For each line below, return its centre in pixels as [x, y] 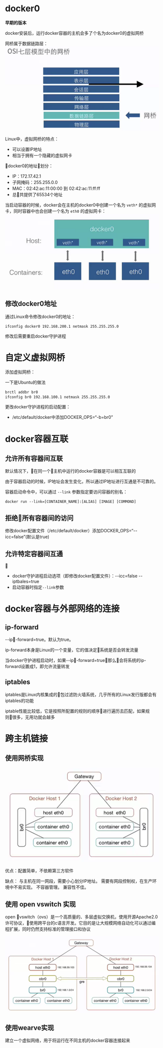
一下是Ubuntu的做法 [25, 383]
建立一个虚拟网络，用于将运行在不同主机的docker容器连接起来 [68, 1041]
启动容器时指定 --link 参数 [38, 587]
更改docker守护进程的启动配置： [38, 407]
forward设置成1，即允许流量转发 [37, 666]
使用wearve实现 [30, 1028]
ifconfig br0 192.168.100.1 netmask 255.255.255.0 [58, 397]
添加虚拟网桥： [20, 372]
